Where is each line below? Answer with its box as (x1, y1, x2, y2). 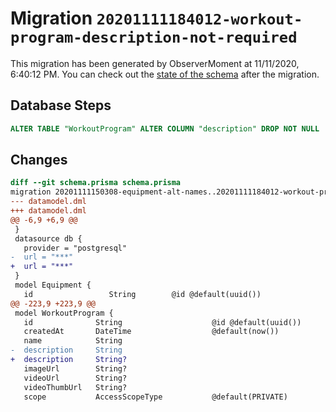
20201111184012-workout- (96, 10, 303, 29)
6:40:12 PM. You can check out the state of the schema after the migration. (10, 68, 320, 80)
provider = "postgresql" (23, 243, 128, 253)
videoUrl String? (23, 373, 128, 383)
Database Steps (10, 97, 112, 114)
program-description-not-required (10, 28, 298, 47)
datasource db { (14, 233, 83, 244)
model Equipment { (14, 280, 92, 291)
